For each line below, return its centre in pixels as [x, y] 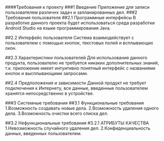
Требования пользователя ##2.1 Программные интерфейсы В [71, 18]
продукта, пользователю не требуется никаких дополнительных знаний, [82, 63]
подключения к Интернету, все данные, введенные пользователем [77, 88]
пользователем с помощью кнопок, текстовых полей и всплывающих [79, 43]
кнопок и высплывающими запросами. [47, 73]
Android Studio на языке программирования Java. [58, 28]
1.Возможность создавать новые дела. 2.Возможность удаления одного [82, 108]
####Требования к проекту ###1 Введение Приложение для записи [77, 7]
